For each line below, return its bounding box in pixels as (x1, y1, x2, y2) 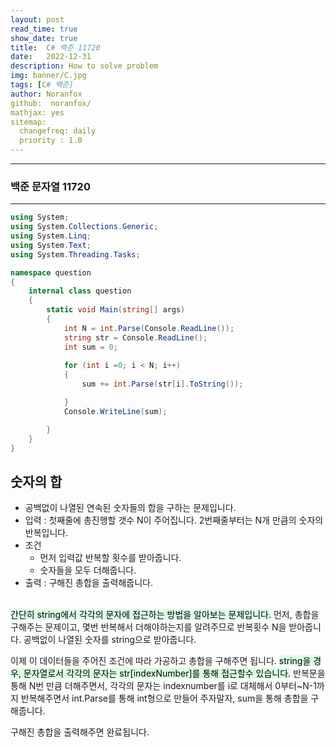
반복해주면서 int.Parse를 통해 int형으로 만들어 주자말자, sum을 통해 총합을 (20, 692, 309, 705)
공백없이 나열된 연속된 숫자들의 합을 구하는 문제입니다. (24, 502, 237, 514)
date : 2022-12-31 (10, 52, 92, 62)
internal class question (28, 286, 132, 296)
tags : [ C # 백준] (10, 80, 74, 90)
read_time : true (10, 24, 78, 34)
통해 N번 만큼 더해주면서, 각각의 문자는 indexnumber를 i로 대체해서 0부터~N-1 (10, 680, 317, 692)
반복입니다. (24, 527, 69, 539)
